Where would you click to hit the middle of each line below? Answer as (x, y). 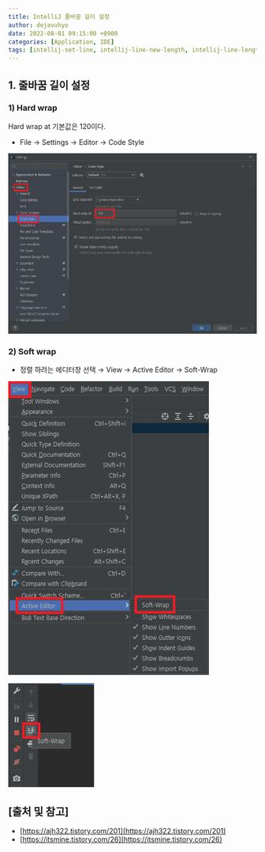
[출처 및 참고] (39, 811)
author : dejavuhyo (38, 25)
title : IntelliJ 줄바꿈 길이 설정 (59, 17)
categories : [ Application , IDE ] (61, 42)
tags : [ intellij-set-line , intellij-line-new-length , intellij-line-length (135, 50)
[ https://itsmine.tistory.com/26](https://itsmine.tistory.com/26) (121, 839)
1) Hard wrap (33, 108)
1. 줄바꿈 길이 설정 (49, 85)
